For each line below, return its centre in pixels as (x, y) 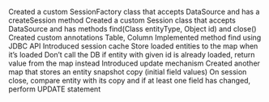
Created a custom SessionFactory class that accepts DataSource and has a (134, 12)
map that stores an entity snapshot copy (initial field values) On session (128, 72)
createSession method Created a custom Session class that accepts (122, 20)
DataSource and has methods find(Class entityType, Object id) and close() (132, 29)
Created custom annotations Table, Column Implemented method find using (135, 37)
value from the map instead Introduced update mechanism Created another (134, 63)
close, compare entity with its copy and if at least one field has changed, (130, 81)
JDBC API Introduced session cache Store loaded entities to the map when (133, 46)
